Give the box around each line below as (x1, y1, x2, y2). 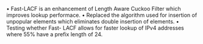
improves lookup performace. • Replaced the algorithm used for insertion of (6, 11, 198, 19)
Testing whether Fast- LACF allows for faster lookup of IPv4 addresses (6, 24, 184, 31)
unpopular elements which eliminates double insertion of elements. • (6, 18, 180, 25)
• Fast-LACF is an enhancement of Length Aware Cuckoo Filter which (6, 5, 181, 12)
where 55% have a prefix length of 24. (6, 31, 103, 38)
